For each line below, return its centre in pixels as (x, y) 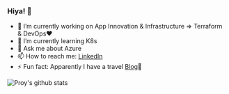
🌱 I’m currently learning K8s (57, 41)
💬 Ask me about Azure (49, 49)
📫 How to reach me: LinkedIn (60, 56)
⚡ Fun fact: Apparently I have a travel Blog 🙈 (80, 67)
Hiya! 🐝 (19, 11)
